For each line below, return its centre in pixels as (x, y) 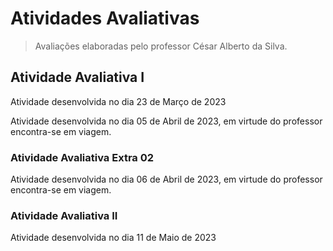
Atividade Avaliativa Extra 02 (82, 157)
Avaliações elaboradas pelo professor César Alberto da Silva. (161, 46)
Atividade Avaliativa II (64, 215)
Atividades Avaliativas (105, 18)
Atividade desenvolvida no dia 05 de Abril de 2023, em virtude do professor (166, 121)
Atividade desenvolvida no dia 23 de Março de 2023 (118, 101)
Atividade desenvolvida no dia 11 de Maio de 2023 (113, 238)
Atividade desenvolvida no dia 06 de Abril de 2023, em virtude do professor (166, 179)
